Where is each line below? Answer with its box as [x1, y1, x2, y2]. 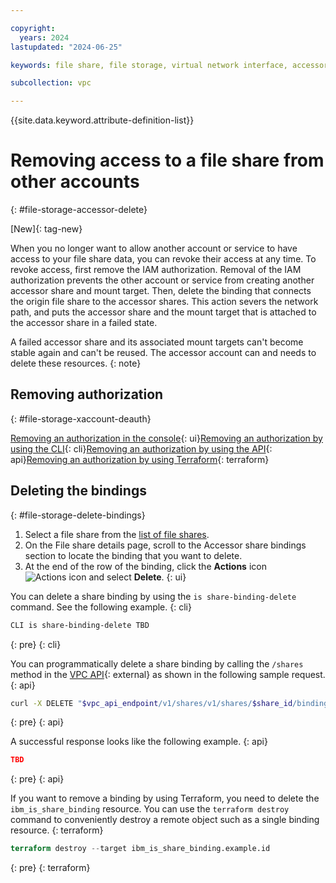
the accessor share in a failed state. [10, 317, 158, 329]
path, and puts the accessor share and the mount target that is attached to [10, 306, 317, 318]
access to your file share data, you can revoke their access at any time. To [10, 253, 317, 265]
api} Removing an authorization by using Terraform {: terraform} [10, 453, 270, 465]
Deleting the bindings [10, 482, 147, 500]
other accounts [10, 171, 140, 193]
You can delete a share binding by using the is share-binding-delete [10, 590, 297, 602]
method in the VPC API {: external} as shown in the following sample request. [10, 668, 326, 680]
